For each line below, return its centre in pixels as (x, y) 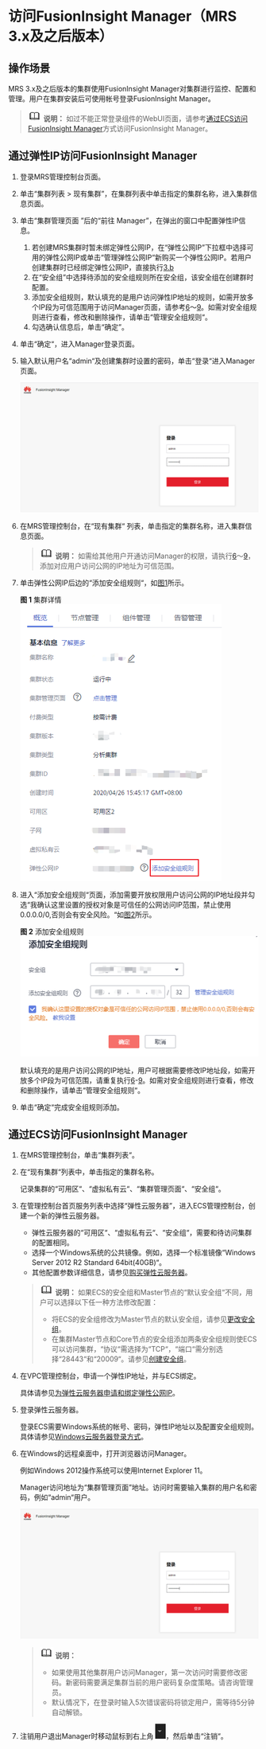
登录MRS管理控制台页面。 (62, 177)
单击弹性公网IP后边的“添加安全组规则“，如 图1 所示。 (104, 583)
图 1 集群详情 (40, 599)
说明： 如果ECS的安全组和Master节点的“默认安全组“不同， (150, 1292)
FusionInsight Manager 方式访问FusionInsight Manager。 (120, 129)
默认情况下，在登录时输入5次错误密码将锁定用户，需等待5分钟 (153, 1702)
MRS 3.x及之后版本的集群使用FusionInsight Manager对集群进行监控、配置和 (132, 89)
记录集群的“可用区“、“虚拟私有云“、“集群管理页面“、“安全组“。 (123, 1189)
